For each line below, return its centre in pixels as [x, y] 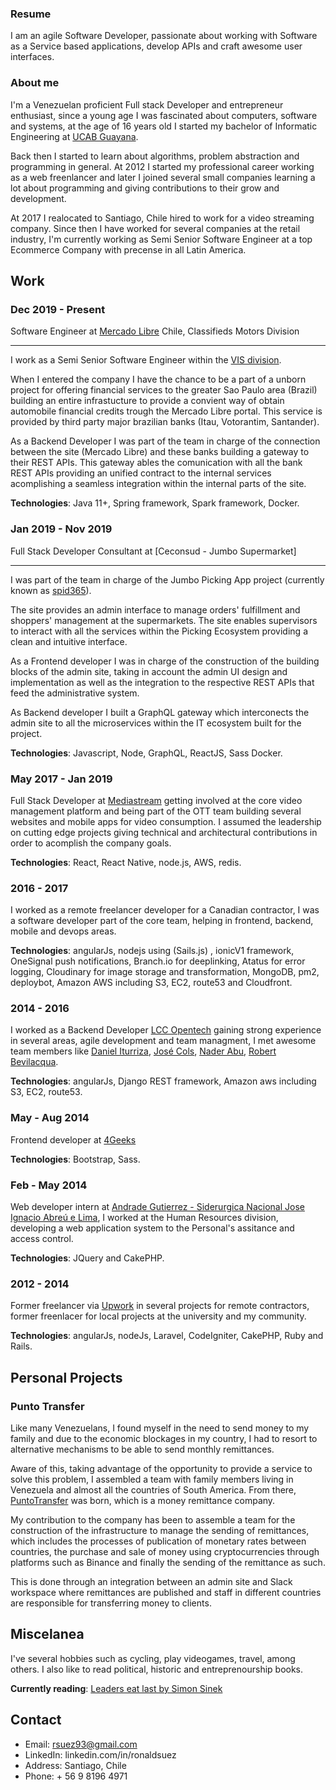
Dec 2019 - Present [58, 309]
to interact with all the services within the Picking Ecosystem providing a [159, 631]
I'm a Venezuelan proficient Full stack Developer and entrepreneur [147, 104]
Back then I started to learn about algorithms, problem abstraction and [155, 156]
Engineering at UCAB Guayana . [74, 136]
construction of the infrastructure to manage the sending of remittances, [160, 1531]
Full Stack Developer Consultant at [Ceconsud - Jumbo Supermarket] [153, 551]
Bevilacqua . [34, 1062]
